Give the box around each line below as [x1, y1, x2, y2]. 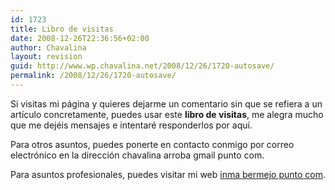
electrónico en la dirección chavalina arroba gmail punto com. [10, 149, 265, 161]
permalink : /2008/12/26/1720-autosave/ [10, 71, 177, 81]
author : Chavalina [10, 42, 87, 53]
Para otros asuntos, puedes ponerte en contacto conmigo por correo [10, 138, 295, 150]
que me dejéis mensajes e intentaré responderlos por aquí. [10, 119, 253, 131]
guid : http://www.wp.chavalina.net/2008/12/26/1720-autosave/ [10, 61, 275, 71]
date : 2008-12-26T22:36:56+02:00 [10, 33, 150, 43]
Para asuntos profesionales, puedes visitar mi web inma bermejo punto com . [10, 168, 326, 180]
